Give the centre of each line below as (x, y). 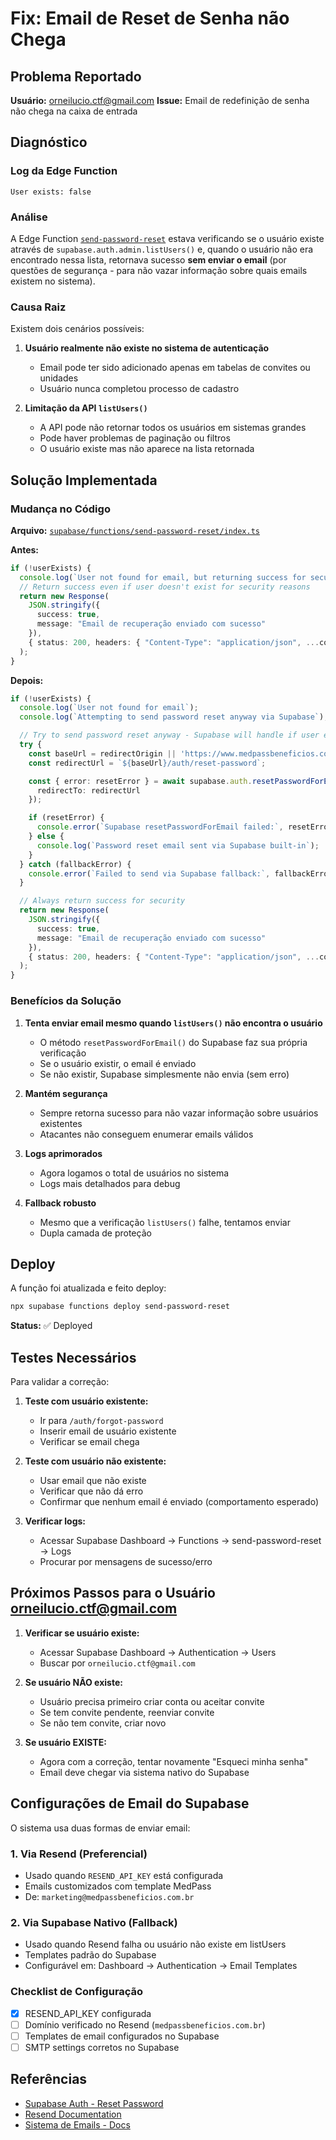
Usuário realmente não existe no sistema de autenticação (147, 348)
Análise (29, 217)
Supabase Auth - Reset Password (94, 2103)
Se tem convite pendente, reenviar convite (127, 1712)
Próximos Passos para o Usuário (113, 1593)
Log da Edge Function (64, 171)
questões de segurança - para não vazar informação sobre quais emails (159, 270)
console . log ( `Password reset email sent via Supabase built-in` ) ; (178, 845)
